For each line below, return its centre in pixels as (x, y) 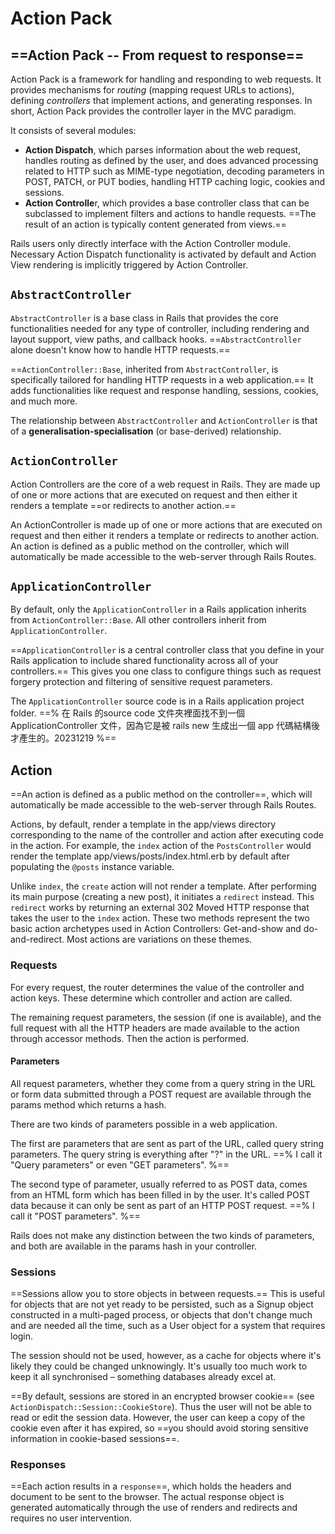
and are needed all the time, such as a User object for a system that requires (168, 1326)
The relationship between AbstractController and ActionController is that (164, 420)
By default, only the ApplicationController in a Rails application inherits (158, 609)
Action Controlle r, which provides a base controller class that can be (167, 203)
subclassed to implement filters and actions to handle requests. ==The (170, 213)
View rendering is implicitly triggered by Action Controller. (129, 265)
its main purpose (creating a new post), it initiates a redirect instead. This (162, 897)
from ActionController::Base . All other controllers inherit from (138, 620)
